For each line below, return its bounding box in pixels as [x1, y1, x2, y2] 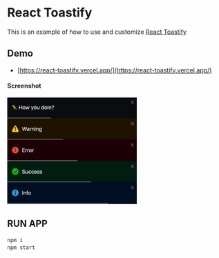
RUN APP [7, 217, 48, 229]
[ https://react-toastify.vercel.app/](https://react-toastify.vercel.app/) [17, 66, 212, 74]
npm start [7, 244, 36, 251]
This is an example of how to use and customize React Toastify [7, 28, 187, 36]
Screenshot [7, 81, 41, 90]
